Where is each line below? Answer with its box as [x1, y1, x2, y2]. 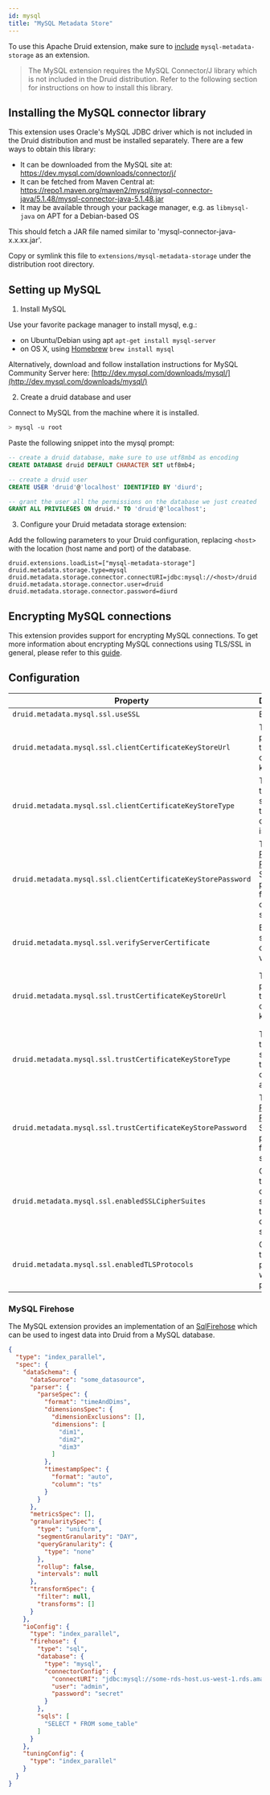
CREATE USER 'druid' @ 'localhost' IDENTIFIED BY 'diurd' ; [8, 483, 203, 491]
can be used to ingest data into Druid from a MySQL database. [8, 1330, 215, 1340]
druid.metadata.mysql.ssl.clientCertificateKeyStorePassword [12, 874, 252, 884]
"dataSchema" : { [22, 1368, 78, 1376]
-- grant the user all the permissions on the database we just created [8, 497, 257, 505]
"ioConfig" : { [22, 1623, 70, 1631]
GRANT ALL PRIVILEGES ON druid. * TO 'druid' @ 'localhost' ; [8, 505, 207, 514]
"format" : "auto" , [51, 1473, 113, 1481]
